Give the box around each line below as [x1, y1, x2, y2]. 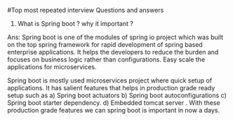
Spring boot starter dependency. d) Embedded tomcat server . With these [7, 99, 220, 107]
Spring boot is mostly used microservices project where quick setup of [7, 76, 213, 85]
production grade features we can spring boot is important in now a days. [7, 106, 220, 114]
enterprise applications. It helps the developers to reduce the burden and [7, 48, 219, 56]
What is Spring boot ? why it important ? [17, 20, 133, 27]
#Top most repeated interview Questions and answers [7, 6, 164, 14]
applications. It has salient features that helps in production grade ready [7, 84, 215, 92]
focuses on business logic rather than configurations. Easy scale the [7, 55, 206, 64]
